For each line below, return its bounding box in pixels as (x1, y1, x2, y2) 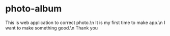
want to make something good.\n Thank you (5, 24, 98, 30)
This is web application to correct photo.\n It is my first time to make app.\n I (5, 19, 165, 25)
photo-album (5, 3, 62, 14)
